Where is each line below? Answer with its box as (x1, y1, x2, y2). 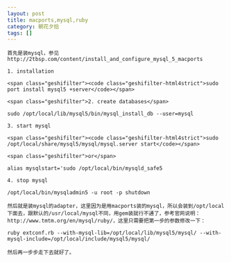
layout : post (7, 10, 45, 17)
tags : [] (7, 29, 33, 37)
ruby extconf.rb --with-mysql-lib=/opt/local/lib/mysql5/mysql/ (7, 229, 197, 236)
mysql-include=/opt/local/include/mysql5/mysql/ (7, 236, 151, 243)
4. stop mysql (7, 177, 49, 184)
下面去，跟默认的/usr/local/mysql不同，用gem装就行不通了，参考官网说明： (7, 210, 201, 217)
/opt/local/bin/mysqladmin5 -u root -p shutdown (7, 189, 151, 196)
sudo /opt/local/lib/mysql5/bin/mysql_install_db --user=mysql (7, 110, 194, 118)
